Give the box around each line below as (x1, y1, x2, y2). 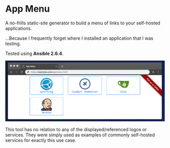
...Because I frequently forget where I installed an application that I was (5, 35, 153, 41)
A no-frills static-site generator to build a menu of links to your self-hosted (5, 20, 160, 26)
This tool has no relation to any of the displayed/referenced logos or (5, 126, 147, 132)
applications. (5, 25, 32, 31)
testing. (5, 40, 21, 46)
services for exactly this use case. (5, 137, 77, 143)
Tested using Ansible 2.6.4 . (5, 50, 64, 56)
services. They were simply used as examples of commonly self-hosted (5, 132, 155, 138)
